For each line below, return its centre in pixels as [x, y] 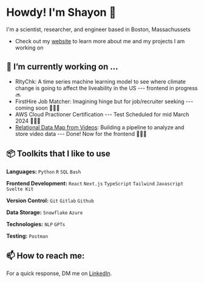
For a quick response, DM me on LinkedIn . [59, 273]
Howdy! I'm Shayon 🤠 [61, 13]
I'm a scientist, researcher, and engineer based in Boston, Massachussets [99, 29]
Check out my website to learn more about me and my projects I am [100, 41]
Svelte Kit [20, 189]
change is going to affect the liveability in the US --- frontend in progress [106, 88]
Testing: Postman [27, 236]
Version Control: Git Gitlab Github [50, 200]
